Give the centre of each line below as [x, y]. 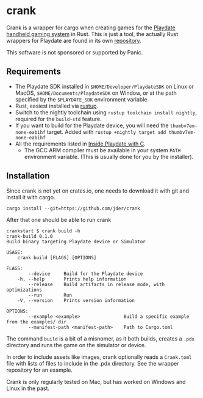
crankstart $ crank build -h [43, 231]
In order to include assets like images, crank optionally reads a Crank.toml [99, 357]
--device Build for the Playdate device [86, 274]
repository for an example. [40, 370]
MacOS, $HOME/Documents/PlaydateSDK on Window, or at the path [96, 93]
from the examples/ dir [37, 322]
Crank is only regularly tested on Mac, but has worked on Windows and [96, 381]
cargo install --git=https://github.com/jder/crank [73, 208]
